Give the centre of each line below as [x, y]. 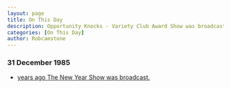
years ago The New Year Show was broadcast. [84, 77]
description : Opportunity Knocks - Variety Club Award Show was [101, 26]
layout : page [26, 13]
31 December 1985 [39, 63]
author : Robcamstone [37, 39]
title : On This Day [35, 20]
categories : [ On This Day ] [46, 32]
